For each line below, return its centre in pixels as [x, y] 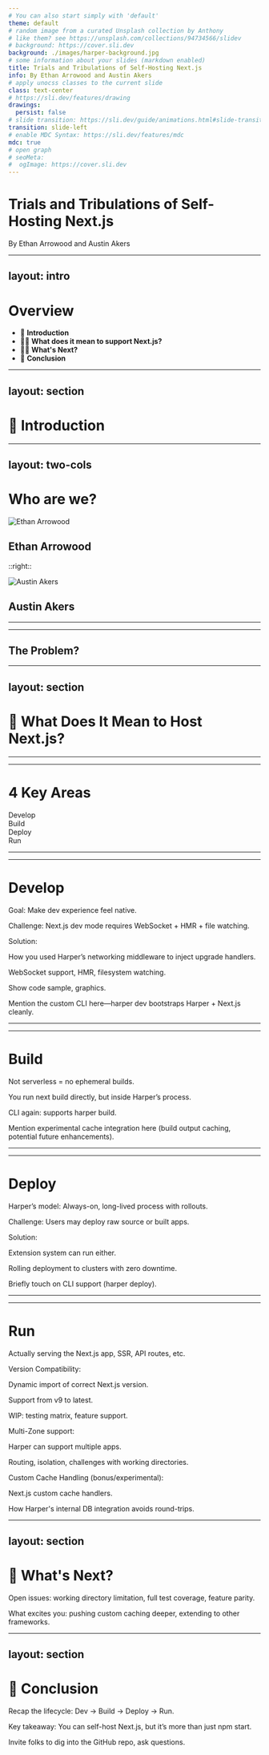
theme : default [34, 23]
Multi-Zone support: [41, 1430]
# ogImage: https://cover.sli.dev [68, 165]
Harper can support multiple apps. [65, 1446]
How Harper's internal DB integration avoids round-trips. [101, 1508]
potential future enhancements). [61, 1136]
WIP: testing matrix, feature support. [68, 1415]
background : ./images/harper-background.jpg [84, 53]
